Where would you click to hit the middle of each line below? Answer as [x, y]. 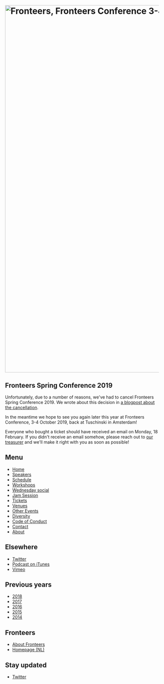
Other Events [25, 511]
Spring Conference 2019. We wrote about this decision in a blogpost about [80, 402]
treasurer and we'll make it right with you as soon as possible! [67, 442]
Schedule [22, 479]
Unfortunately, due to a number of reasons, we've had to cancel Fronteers [80, 397]
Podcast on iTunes [31, 564]
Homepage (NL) [28, 650]
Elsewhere [21, 547]
